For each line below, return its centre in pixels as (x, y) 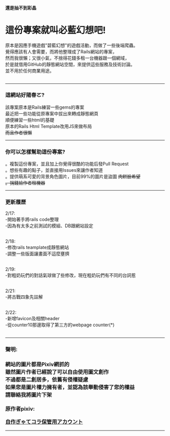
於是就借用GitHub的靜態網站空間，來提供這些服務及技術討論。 (70, 64)
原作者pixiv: (20, 409)
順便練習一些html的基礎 (30, 120)
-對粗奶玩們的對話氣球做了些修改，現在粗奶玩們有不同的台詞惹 (71, 275)
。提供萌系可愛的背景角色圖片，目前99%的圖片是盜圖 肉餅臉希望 (73, 177)
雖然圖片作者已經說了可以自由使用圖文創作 (57, 372)
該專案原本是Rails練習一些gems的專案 (45, 107)
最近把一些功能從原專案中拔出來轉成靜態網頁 (52, 113)
